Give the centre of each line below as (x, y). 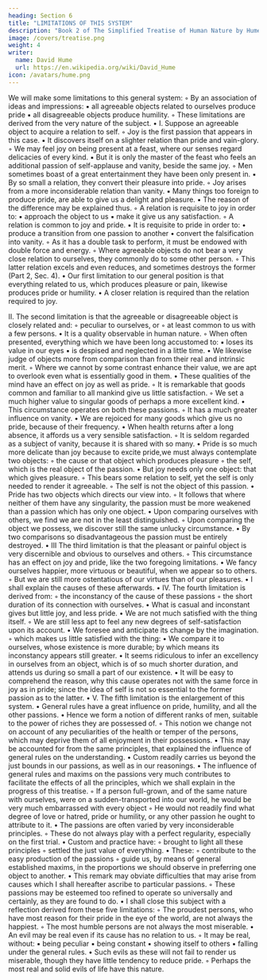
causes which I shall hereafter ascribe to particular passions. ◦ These (122, 884)
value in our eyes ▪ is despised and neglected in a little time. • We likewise (130, 350)
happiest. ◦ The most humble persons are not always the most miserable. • (131, 927)
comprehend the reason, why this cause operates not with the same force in (133, 681)
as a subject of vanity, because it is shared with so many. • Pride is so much (133, 443)
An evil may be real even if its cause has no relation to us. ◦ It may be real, (130, 935)
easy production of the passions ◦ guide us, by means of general (114, 859)
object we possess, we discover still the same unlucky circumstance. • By (130, 528)
